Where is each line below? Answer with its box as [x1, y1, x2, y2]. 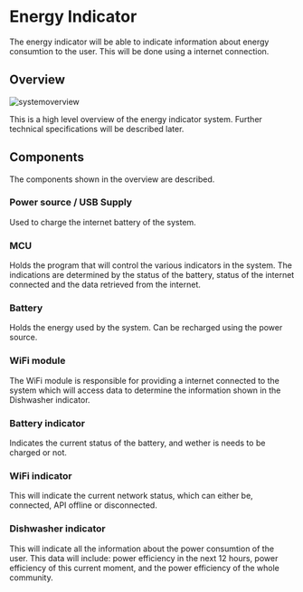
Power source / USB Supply [9, 196, 133, 209]
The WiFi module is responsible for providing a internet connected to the [9, 375, 280, 386]
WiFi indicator [9, 469, 72, 482]
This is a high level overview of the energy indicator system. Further [9, 113, 262, 124]
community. [9, 572, 53, 583]
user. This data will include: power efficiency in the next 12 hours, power [9, 552, 279, 563]
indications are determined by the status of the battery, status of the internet [9, 270, 295, 281]
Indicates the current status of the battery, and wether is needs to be [9, 437, 266, 449]
